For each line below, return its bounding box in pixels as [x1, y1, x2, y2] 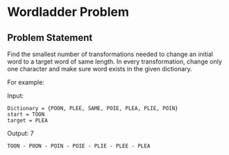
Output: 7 [7, 129, 34, 137]
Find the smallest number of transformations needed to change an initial [7, 50, 214, 58]
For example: [7, 78, 45, 86]
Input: [7, 91, 24, 100]
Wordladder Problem [7, 4, 130, 20]
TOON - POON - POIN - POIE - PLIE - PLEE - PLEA [7, 143, 151, 149]
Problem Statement [7, 32, 93, 44]
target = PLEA [7, 117, 49, 124]
